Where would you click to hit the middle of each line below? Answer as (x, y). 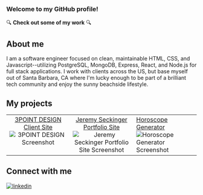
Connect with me (39, 171)
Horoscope (152, 119)
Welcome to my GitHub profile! (52, 9)
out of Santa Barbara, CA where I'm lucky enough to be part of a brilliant (96, 78)
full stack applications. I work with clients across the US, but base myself (97, 71)
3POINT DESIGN (38, 119)
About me (25, 44)
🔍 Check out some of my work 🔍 (49, 22)
